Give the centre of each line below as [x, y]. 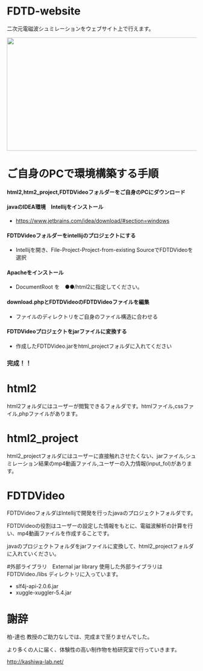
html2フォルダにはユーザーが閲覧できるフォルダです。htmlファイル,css [95, 406]
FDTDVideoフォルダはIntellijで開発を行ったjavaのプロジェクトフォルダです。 [101, 513]
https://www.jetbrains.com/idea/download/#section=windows [92, 220]
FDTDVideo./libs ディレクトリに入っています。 [64, 574]
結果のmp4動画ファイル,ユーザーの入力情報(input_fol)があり [113, 463]
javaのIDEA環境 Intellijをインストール [55, 207]
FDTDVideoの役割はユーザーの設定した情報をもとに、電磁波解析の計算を [97, 526]
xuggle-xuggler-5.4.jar [43, 592]
